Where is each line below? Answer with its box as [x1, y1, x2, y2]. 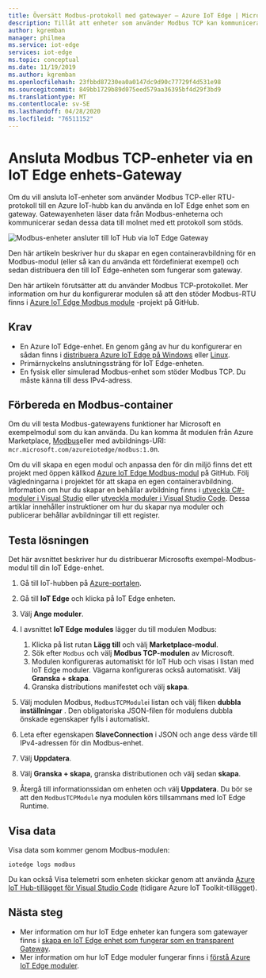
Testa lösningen [8, 533, 89, 547]
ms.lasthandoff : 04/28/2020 [8, 108, 101, 116]
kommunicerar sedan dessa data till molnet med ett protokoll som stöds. [8, 218, 244, 227]
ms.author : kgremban [8, 71, 77, 79]
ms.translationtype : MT [8, 93, 87, 101]
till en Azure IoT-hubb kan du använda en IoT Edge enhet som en [38, 200, 249, 210]
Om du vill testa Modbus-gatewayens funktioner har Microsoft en [8, 419, 222, 429]
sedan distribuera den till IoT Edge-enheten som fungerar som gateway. [8, 265, 243, 275]
